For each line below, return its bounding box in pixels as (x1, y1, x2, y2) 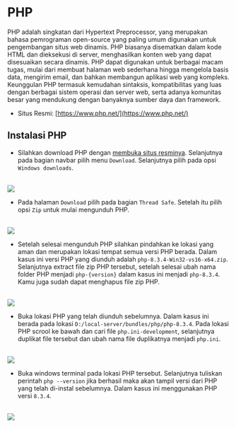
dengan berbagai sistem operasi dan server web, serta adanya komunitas (7, 88, 222, 96)
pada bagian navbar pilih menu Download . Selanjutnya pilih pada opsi (17, 156, 217, 164)
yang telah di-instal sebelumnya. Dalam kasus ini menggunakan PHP (17, 383, 218, 393)
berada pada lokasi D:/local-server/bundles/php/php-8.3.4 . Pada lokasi (17, 319, 230, 328)
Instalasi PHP (7, 129, 67, 141)
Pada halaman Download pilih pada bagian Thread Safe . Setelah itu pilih (17, 197, 223, 206)
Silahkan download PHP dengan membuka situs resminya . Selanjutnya (17, 148, 223, 156)
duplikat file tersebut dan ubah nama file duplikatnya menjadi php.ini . (17, 334, 221, 343)
